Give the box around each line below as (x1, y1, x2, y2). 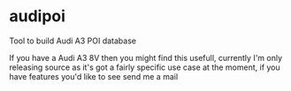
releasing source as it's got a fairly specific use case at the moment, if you (9, 62, 280, 72)
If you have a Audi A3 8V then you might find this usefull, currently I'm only (9, 52, 283, 63)
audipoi (9, 6, 66, 27)
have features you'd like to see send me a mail (9, 71, 179, 81)
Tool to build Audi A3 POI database (9, 35, 137, 46)
